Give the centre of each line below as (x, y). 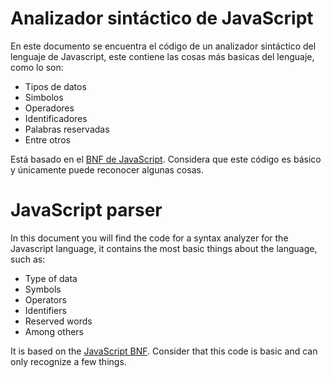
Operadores (49, 108)
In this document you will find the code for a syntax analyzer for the (149, 238)
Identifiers (45, 310)
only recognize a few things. (68, 361)
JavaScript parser (86, 210)
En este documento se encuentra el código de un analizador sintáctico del (163, 46)
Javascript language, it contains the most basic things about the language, (164, 248)
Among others (54, 331)
